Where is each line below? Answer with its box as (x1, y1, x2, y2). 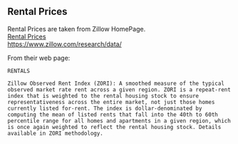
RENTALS (7, 67, 31, 74)
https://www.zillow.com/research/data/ (7, 39, 123, 48)
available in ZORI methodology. (7, 130, 103, 137)
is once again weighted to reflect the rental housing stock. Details (7, 123, 222, 130)
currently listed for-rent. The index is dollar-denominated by (7, 105, 202, 112)
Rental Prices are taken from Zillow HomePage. (7, 24, 146, 33)
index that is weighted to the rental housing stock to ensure (7, 92, 200, 99)
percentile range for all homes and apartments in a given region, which (7, 117, 232, 124)
